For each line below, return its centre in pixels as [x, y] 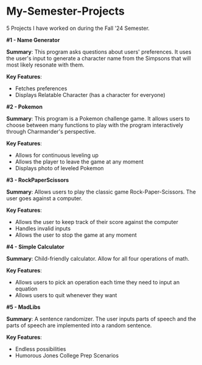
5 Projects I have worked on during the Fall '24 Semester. [78, 28]
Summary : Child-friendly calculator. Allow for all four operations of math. [98, 258]
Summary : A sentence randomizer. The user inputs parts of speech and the [101, 319]
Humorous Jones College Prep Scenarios [67, 355]
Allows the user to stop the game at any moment [76, 235]
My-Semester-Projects [65, 11]
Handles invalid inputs [43, 228]
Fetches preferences [41, 88]
